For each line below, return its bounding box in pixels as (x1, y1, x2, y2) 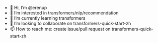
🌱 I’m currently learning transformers (9, 15, 85, 21)
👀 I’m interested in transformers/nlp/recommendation (9, 10, 119, 16)
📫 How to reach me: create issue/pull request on (9, 26, 111, 32)
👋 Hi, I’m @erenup (9, 5, 47, 10)
